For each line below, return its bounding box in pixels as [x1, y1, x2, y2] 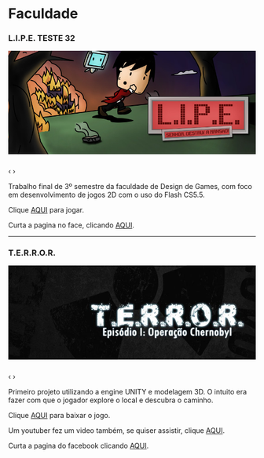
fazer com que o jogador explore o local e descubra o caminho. [8, 395, 214, 405]
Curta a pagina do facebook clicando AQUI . [8, 441, 149, 451]
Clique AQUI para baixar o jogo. [8, 411, 111, 420]
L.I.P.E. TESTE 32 [8, 33, 76, 44]
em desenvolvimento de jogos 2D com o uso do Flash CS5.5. [8, 190, 206, 199]
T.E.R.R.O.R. [8, 247, 57, 258]
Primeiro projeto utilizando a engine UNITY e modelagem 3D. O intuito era [8, 387, 247, 397]
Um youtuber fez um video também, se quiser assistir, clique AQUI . [8, 426, 225, 435]
